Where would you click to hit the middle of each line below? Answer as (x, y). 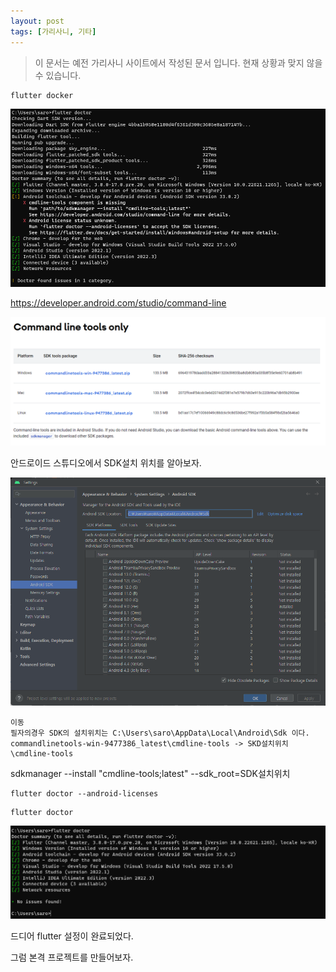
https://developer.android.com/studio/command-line (118, 302)
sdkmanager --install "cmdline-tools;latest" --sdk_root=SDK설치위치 (150, 773)
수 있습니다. (58, 75)
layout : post (37, 21)
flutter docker (42, 95)
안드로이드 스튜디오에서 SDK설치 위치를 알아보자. (106, 462)
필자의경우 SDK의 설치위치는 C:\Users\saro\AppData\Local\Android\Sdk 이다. (160, 733)
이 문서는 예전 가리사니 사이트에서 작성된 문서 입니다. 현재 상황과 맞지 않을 (178, 62)
